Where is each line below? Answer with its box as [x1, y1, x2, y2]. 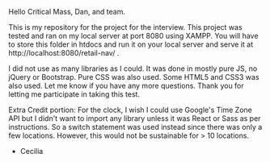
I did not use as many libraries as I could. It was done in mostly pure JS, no [8, 64, 258, 73]
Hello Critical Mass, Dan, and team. [8, 7, 126, 16]
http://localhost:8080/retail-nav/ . [8, 48, 120, 57]
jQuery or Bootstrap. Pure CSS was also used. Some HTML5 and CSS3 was [8, 73, 260, 81]
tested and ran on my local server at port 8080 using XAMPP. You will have [8, 31, 259, 40]
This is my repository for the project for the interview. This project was [8, 23, 243, 31]
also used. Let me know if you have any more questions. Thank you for [8, 81, 244, 90]
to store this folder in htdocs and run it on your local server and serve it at [8, 39, 254, 49]
